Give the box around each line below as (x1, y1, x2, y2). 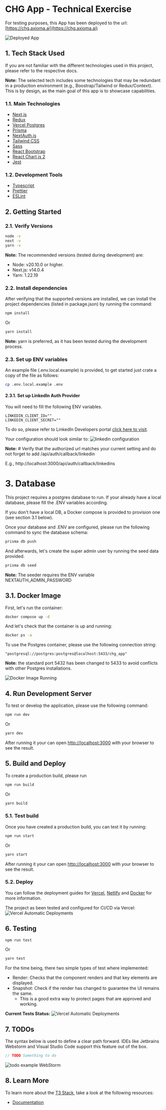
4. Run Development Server (5, 689, 92, 698)
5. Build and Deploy (5, 760, 66, 768)
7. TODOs (5, 1025, 35, 1034)
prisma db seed (5, 562, 37, 568)
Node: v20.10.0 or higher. (12, 262, 64, 268)
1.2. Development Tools (5, 171, 63, 178)
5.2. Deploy (5, 879, 34, 886)
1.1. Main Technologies (5, 100, 60, 107)
